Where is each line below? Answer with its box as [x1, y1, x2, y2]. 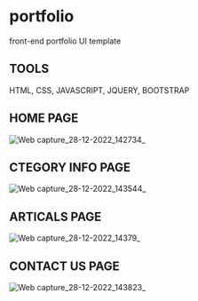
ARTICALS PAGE [9, 209, 102, 224]
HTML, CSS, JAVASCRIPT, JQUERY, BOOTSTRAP [9, 84, 190, 95]
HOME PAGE [9, 111, 79, 126]
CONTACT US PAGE [9, 258, 120, 273]
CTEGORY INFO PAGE [9, 160, 131, 175]
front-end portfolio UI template [9, 36, 122, 46]
